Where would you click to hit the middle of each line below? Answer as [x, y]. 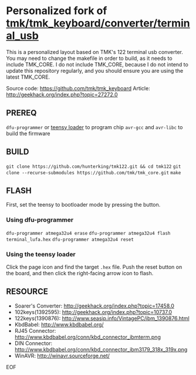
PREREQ [21, 113]
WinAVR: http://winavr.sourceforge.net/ [62, 356]
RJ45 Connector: [35, 330]
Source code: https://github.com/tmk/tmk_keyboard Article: [78, 88]
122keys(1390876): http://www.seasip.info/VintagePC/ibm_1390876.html [102, 318]
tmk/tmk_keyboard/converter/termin [98, 23]
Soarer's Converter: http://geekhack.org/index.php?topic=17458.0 [94, 306]
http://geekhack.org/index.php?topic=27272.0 [62, 94]
